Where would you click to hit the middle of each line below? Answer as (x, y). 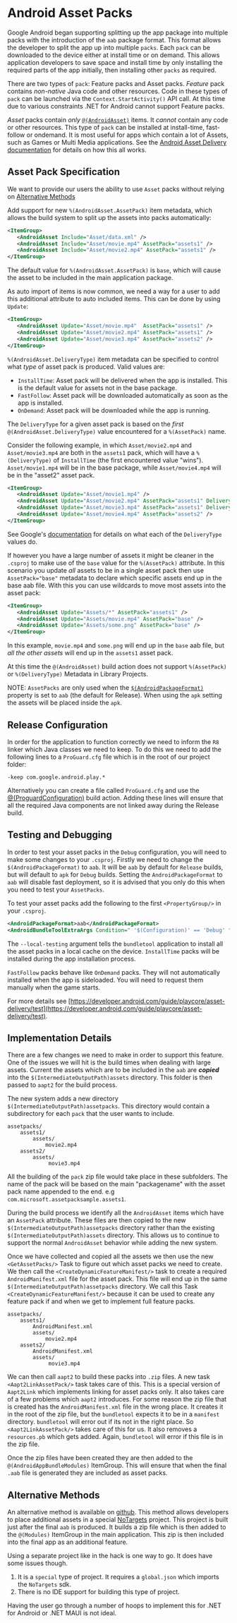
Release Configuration (57, 725)
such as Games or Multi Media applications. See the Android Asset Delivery (117, 142)
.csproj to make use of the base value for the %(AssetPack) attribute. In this (116, 563)
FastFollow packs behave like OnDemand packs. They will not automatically (114, 972)
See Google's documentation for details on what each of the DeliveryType (115, 534)
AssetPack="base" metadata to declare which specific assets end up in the (115, 578)
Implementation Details (60, 1038)
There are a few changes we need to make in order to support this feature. (116, 1055)
